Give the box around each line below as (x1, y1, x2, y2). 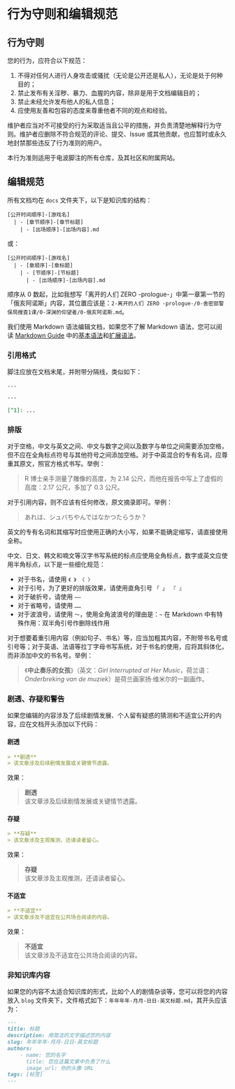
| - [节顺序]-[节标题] (20, 269, 80, 277)
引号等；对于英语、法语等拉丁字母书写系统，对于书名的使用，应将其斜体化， (7, 642, 228, 651)
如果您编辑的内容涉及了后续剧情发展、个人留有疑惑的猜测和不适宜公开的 (7, 712, 215, 720)
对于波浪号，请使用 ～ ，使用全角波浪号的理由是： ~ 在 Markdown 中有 (17, 610, 217, 618)
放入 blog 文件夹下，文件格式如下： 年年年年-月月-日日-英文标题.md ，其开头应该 (7, 996, 227, 1005)
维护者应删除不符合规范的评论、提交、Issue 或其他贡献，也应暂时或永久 (19, 130, 227, 138)
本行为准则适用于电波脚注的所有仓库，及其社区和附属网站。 (7, 153, 179, 162)
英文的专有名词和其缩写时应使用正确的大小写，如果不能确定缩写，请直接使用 (7, 528, 228, 536)
